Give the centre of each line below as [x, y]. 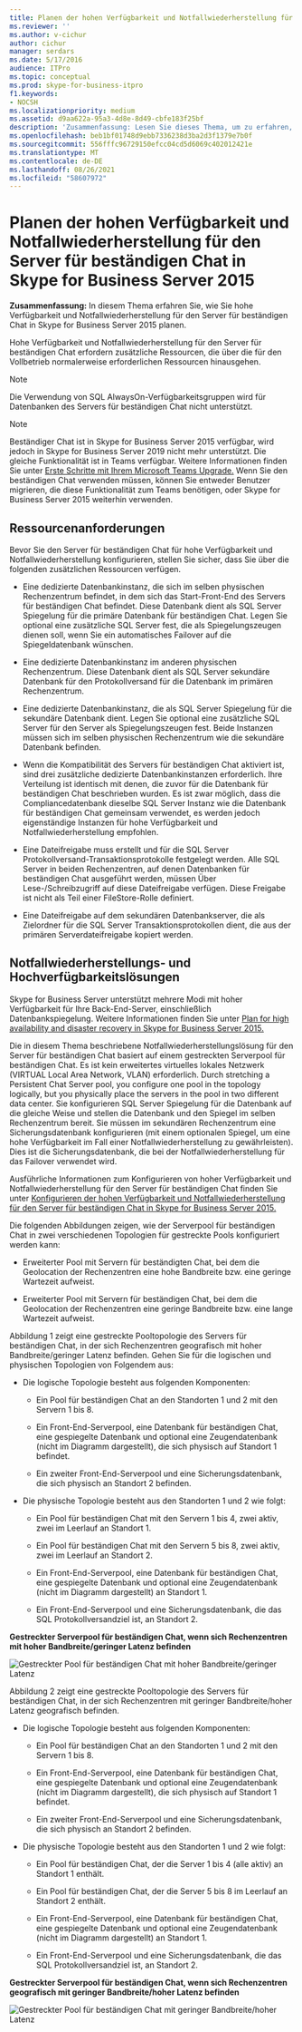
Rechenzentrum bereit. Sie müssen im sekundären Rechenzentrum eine [143, 1123]
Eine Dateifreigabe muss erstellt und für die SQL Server [126, 850]
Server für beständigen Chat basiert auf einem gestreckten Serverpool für [147, 1055]
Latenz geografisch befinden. [64, 1710]
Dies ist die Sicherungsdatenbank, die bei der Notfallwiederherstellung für [147, 1152]
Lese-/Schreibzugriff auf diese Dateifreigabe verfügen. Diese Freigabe [154, 888]
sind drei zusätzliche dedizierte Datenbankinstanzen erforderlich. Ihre [152, 774]
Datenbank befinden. [61, 747]
